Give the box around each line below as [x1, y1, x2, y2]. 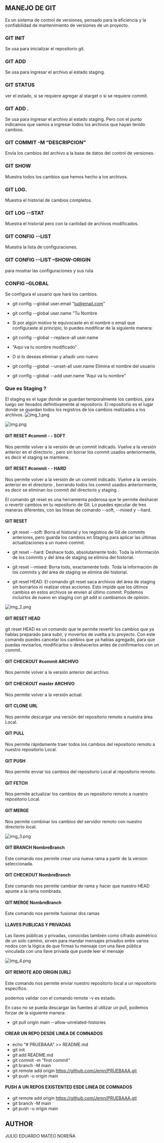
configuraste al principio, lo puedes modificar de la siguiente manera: [12, 325, 153, 331]
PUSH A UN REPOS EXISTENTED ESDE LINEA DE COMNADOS [5, 1084, 133, 1090]
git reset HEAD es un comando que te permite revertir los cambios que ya [5, 626, 154, 632]
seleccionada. [5, 861, 33, 867]
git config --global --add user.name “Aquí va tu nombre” [12, 373, 126, 379]
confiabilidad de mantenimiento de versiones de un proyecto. [5, 22, 129, 28]
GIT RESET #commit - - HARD [5, 466, 66, 471]
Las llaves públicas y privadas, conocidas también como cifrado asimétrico [5, 933, 157, 939]
